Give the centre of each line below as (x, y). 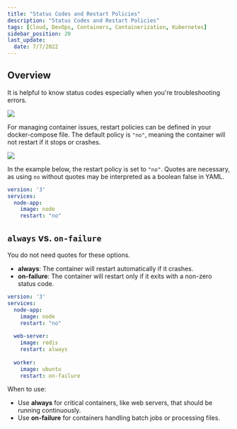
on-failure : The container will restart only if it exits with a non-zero (115, 276)
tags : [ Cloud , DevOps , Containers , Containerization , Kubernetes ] (107, 27)
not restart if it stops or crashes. (54, 142)
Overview (29, 75)
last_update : (27, 40)
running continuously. (49, 411)
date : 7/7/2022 (36, 47)
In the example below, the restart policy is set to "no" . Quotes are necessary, (119, 169)
